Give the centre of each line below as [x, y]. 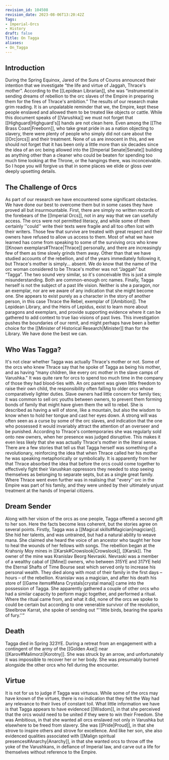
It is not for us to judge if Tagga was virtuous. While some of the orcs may [82, 693]
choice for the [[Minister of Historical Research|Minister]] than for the [77, 328]
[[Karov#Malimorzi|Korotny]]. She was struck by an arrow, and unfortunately [84, 654]
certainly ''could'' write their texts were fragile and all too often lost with [80, 226]
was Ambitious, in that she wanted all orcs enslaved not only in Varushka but [84, 720]
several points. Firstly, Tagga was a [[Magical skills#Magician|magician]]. [81, 529]
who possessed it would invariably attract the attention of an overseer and [82, 426]
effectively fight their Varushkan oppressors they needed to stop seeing [80, 469]
